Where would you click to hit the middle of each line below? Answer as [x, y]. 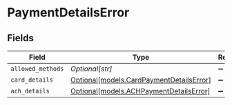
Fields [21, 38]
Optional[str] [91, 69]
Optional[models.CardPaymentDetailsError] [141, 80]
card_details [32, 80]
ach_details [30, 91]
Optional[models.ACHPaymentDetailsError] [140, 91]
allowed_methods [37, 69]
